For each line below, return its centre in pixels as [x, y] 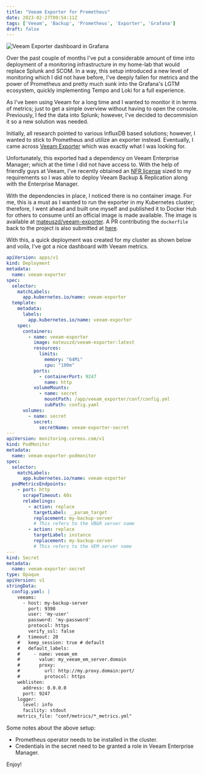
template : [24, 303]
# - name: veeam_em [47, 654]
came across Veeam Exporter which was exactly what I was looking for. [96, 146]
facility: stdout [44, 711]
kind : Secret [23, 558]
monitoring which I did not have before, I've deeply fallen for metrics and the [102, 77]
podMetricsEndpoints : [39, 484]
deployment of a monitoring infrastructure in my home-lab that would [93, 65]
